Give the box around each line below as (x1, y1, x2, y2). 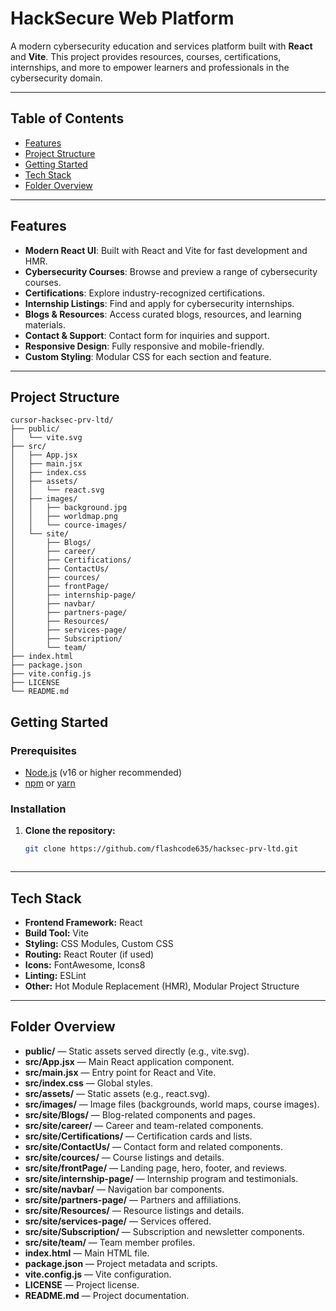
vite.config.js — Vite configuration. (24, 1268, 172, 1280)
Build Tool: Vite (24, 927, 89, 939)
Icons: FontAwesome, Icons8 (24, 959, 146, 971)
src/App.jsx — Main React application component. (24, 1055, 235, 1067)
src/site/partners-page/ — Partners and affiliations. (24, 1193, 242, 1206)
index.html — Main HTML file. (24, 1247, 150, 1259)
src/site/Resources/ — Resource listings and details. (24, 1204, 245, 1216)
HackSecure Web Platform (10, 7, 235, 30)
